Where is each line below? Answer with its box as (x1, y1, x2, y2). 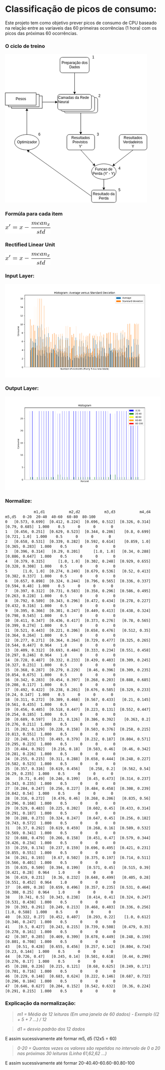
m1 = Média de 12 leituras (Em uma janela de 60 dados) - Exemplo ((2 (17, 1011, 160, 1017)
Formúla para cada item (5, 210, 63, 217)
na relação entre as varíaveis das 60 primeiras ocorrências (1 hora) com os (5, 25, 157, 31)
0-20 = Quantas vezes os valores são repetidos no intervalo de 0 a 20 (17, 1045, 161, 1051)
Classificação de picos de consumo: (5, 3, 157, 15)
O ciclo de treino (5, 42, 45, 49)
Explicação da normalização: (5, 1000, 76, 1007)
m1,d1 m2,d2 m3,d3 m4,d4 (33, 509, 151, 514)
